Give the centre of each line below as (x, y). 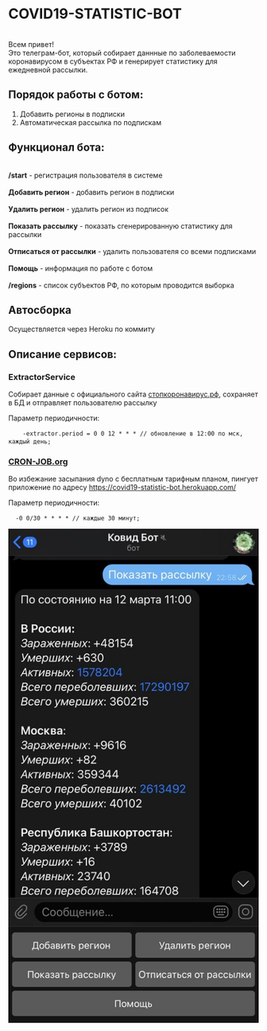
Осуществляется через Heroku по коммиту (81, 329)
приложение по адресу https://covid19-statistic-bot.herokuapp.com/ (122, 487)
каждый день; (30, 442)
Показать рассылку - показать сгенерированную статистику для (120, 226)
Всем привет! (31, 44)
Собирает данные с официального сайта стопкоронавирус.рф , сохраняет (133, 394)
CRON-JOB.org (38, 461)
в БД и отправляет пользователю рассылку (83, 403)
